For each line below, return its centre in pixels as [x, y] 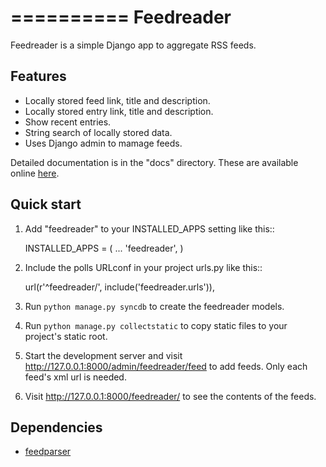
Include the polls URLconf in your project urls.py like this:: [143, 267]
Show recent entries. [68, 122]
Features [38, 76]
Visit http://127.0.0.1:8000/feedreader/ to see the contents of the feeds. [170, 396]
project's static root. [66, 336]
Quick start [46, 204]
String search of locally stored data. [98, 132]
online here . [35, 173]
